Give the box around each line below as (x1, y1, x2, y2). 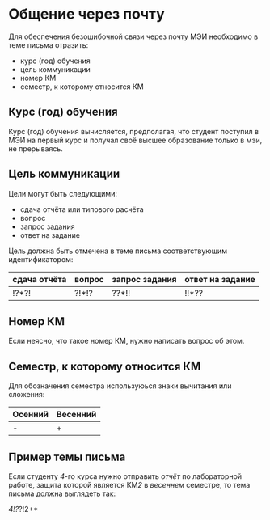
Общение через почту (8, 5, 166, 23)
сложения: (8, 390, 45, 400)
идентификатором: (8, 254, 74, 264)
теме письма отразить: (8, 40, 89, 49)
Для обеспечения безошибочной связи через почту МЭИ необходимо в (8, 32, 259, 41)
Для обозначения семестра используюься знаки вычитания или (8, 381, 232, 391)
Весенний (56, 409, 97, 421)
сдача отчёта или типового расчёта (19, 204, 144, 214)
